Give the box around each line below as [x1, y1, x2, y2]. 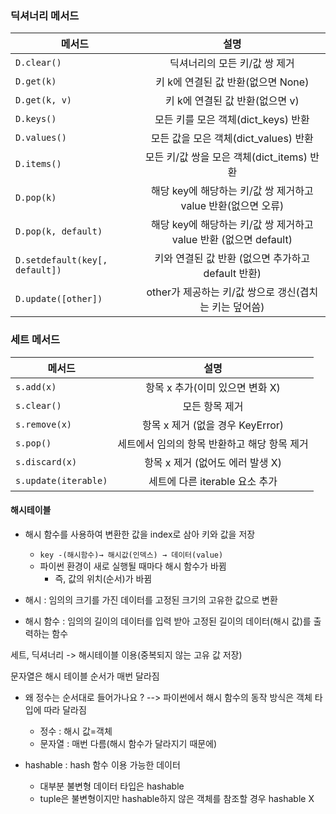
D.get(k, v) [15, 95, 73, 106]
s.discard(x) [15, 456, 78, 467]
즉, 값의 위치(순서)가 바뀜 [54, 572, 153, 584]
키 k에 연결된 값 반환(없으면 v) [165, 94, 300, 108]
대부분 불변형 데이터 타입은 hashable [39, 780, 185, 792]
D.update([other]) [15, 293, 103, 305]
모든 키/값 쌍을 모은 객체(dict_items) [144, 150, 308, 164]
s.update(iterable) [15, 475, 108, 486]
